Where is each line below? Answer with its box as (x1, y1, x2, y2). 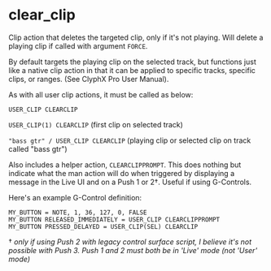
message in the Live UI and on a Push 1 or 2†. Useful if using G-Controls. (8, 177, 252, 187)
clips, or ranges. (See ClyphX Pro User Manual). (8, 74, 169, 84)
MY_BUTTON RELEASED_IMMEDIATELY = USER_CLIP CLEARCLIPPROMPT (8, 215, 221, 224)
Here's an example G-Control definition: (8, 192, 142, 202)
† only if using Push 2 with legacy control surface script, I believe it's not (8, 237, 252, 247)
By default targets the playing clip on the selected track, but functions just (8, 57, 256, 67)
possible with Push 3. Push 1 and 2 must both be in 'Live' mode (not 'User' (8, 245, 258, 255)
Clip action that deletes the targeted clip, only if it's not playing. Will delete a (8, 32, 264, 42)
